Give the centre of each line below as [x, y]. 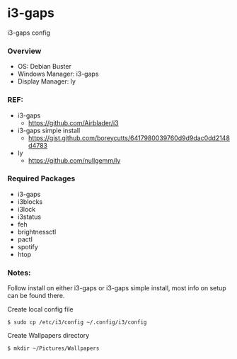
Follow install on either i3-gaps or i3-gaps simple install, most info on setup [117, 288]
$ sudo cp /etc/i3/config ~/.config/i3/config [77, 323]
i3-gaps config [29, 33]
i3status [29, 217]
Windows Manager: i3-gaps [58, 74]
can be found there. [36, 296]
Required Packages [41, 178]
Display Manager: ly [47, 81]
